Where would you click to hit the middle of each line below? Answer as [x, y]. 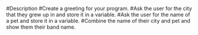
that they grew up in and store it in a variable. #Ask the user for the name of [98, 15]
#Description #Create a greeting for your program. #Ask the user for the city [99, 8]
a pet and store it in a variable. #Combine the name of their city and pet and [98, 21]
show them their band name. [41, 27]
